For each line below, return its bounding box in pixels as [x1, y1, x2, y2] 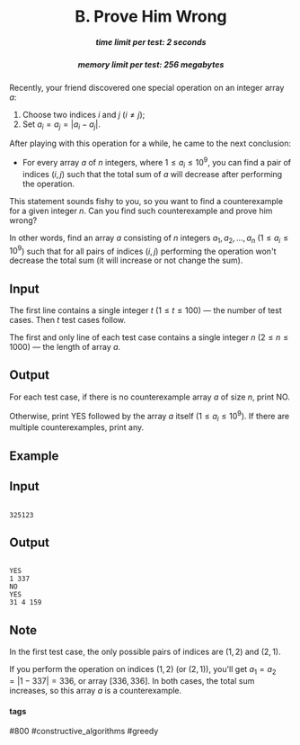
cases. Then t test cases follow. [9, 315, 127, 326]
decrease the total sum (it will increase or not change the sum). [9, 255, 243, 266]
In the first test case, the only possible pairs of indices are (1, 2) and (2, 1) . [9, 646, 281, 658]
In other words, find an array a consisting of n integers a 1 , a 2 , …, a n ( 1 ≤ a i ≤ [9, 232, 289, 245]
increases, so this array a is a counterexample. [9, 685, 182, 696]
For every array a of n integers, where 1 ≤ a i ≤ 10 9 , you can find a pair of [22, 156, 292, 170]
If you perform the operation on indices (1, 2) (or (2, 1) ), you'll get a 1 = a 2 [9, 664, 277, 677]
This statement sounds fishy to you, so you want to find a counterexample [9, 195, 284, 206]
